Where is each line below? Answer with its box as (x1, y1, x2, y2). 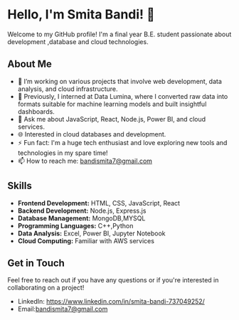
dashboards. (17, 107, 55, 116)
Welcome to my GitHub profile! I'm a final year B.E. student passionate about (7, 30, 232, 38)
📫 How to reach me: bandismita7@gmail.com (17, 156, 153, 165)
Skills (7, 180, 32, 192)
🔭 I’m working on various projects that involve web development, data (17, 77, 223, 85)
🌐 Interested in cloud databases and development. (17, 129, 166, 138)
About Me (7, 58, 52, 70)
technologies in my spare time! (17, 149, 108, 157)
